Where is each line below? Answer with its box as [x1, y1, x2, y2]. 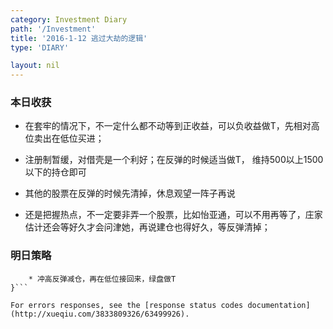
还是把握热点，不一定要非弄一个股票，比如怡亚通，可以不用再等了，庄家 [24, 209, 323, 221]
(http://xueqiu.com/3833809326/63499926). [10, 309, 190, 319]
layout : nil [10, 61, 60, 71]
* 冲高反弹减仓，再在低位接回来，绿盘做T [28, 274, 177, 284]
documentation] [247, 300, 311, 310]
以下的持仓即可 [24, 166, 87, 178]
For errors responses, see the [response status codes [10, 300, 244, 310]
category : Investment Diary [10, 14, 128, 25]
